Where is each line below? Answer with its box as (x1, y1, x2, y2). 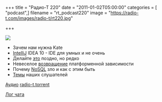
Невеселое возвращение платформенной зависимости (12, 61, 134, 67)
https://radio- (110, 10, 139, 16)
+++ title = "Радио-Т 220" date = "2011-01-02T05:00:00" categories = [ (5, 5, 157, 10)
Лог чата (5, 91, 25, 97)
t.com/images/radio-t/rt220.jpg (5, 15, 71, 21)
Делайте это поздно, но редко (12, 56, 79, 61)
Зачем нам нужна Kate (12, 44, 63, 50)
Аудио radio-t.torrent (5, 82, 50, 87)
